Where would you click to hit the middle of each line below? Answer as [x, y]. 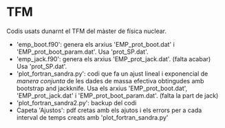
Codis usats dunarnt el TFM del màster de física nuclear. [86, 31]
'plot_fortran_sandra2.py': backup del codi [76, 103]
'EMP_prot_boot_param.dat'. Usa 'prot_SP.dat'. [82, 52]
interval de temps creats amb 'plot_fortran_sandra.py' [92, 117]
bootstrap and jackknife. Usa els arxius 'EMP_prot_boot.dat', [102, 88]
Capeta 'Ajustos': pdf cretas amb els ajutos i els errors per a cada [109, 110]
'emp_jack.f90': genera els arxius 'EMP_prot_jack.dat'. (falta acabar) [114, 58]
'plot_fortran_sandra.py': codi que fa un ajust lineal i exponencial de [112, 74]
